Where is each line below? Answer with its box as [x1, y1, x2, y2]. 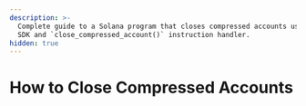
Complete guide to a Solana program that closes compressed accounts [17, 22, 287, 31]
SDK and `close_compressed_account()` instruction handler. [17, 30, 250, 39]
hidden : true [9, 38, 59, 48]
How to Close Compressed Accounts [9, 78, 294, 98]
